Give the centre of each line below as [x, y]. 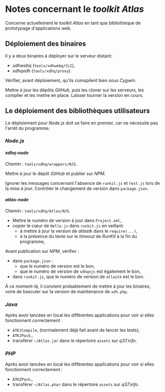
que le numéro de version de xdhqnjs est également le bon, [80, 271]
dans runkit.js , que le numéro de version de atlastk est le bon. [78, 276]
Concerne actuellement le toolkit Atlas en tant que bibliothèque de [73, 23]
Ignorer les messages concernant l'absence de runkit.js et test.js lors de [82, 183]
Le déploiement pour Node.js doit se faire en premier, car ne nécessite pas [82, 123]
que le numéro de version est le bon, [57, 266]
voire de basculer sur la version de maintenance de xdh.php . [67, 291]
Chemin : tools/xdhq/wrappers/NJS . [41, 164]
